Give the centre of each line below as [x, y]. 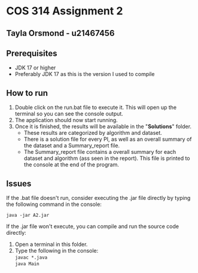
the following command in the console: [54, 204]
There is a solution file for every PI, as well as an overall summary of [108, 139]
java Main [27, 264]
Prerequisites [32, 53]
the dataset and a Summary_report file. [72, 145]
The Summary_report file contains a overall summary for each [100, 152]
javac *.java [31, 258]
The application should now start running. [66, 120]
